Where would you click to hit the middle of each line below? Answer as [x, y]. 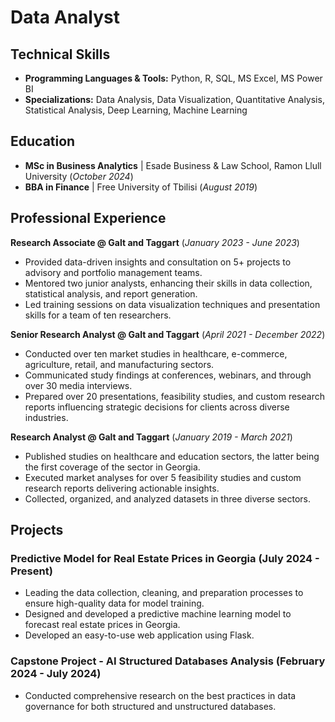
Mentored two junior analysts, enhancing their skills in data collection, [168, 283]
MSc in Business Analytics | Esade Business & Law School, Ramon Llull [173, 165]
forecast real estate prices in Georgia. [102, 625]
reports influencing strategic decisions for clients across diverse [157, 407]
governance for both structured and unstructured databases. [150, 706]
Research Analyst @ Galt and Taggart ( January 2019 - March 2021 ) [151, 437]
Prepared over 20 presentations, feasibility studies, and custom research [174, 396]
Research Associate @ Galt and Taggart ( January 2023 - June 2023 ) [155, 242]
